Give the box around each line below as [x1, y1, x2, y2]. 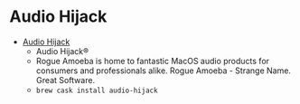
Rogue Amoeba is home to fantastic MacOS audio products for [35, 55, 269, 66]
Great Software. [35, 74, 96, 85]
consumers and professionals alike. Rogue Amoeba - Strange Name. [35, 65, 292, 76]
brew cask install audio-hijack [35, 86, 158, 95]
